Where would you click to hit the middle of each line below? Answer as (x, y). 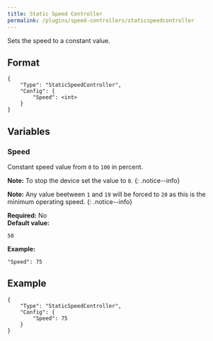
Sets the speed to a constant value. (59, 40)
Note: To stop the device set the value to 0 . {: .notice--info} (94, 180)
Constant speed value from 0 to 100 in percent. (75, 167)
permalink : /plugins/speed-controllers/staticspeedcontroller (101, 20)
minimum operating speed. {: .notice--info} (70, 202)
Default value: (28, 223)
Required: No (27, 215)
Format (24, 62)
